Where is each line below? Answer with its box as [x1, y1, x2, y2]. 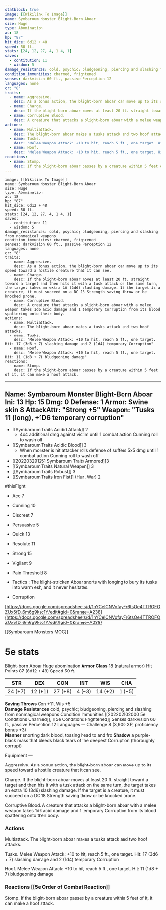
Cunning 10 [12, 503, 36, 509]
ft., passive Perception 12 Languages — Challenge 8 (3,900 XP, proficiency [5, 722, 158, 728]
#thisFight [5, 483, 26, 489]
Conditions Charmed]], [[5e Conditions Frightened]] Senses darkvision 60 [5, 717, 156, 722]
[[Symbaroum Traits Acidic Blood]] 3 [12, 442, 87, 448]
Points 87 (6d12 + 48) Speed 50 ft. [5, 668, 76, 674]
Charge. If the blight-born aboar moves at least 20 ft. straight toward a [5, 777, 148, 783]
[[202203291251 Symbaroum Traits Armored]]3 [12, 458, 109, 464]
